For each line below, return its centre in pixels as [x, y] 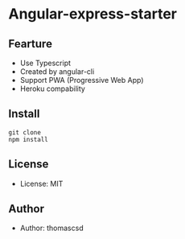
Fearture [30, 44]
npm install [28, 139]
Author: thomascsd [51, 228]
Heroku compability [53, 89]
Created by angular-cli [57, 72]
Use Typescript [45, 63]
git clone [25, 132]
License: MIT [41, 183]
